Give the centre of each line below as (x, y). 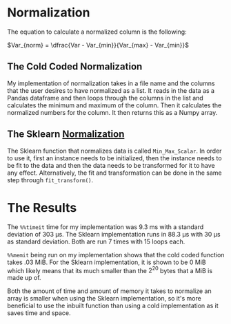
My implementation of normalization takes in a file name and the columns (111, 83)
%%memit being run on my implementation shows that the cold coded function (116, 255)
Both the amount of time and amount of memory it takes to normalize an (109, 291)
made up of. (24, 278)
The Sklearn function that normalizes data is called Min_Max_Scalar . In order (114, 151)
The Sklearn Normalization (66, 134)
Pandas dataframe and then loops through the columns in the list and (105, 98)
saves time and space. (39, 313)
